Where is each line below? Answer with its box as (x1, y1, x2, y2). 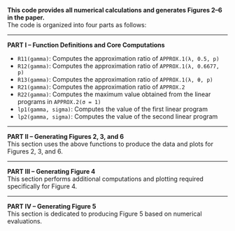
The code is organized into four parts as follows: (7, 21, 147, 29)
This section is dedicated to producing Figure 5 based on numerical (7, 209, 202, 218)
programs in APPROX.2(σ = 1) (17, 98, 101, 105)
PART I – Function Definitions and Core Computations (7, 41, 166, 49)
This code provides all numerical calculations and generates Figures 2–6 (7, 6, 222, 14)
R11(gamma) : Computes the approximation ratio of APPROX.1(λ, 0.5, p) (17, 54, 220, 62)
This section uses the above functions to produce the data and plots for (7, 140, 213, 148)
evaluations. (7, 217, 43, 225)
